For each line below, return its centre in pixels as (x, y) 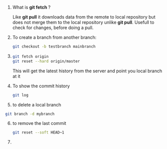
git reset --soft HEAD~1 (38, 132)
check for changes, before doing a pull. (53, 28)
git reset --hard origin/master (46, 61)
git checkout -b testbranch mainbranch (54, 47)
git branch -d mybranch (30, 114)
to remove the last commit (39, 123)
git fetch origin (30, 56)
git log (20, 95)
